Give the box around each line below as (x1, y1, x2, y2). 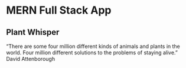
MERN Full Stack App (6, 4, 112, 17)
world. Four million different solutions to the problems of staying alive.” (6, 49, 178, 56)
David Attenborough (6, 56, 55, 62)
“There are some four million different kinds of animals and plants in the (6, 43, 180, 50)
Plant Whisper (6, 27, 60, 37)
